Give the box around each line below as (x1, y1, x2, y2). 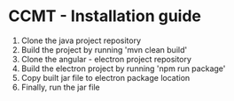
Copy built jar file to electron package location (20, 72, 191, 83)
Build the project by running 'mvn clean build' (20, 44, 188, 54)
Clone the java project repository (20, 35, 141, 46)
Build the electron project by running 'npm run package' (20, 63, 226, 74)
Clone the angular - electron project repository (20, 54, 192, 64)
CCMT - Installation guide (8, 6, 201, 26)
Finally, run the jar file (20, 82, 100, 92)
